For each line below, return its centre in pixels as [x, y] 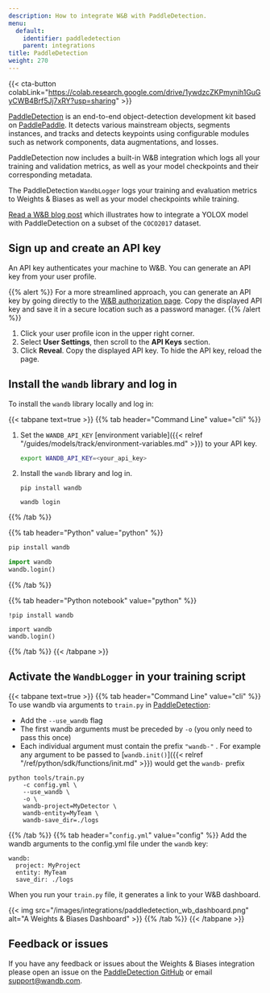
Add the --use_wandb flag [61, 720]
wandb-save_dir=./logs [61, 820]
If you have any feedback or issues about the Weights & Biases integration [132, 963]
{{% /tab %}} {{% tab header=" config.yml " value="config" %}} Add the [128, 835]
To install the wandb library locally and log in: [81, 403]
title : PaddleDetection [48, 53]
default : [30, 31]
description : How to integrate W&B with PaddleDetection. [108, 16]
